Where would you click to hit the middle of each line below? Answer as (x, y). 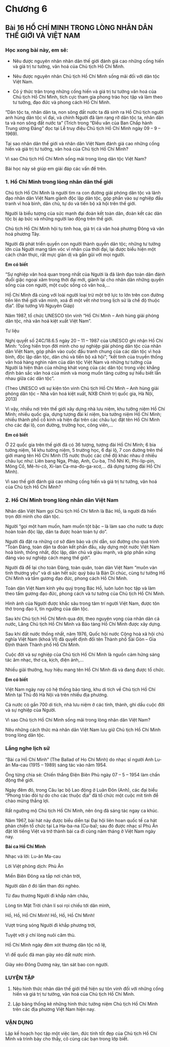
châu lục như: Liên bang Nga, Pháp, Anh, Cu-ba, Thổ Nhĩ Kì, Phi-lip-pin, (80, 461)
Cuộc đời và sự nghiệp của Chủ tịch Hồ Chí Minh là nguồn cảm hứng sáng (82, 655)
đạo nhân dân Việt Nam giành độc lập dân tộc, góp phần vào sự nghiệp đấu (84, 198)
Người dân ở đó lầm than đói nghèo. (43, 886)
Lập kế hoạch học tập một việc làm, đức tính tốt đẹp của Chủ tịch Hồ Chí (81, 1033)
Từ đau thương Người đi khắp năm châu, (47, 895)
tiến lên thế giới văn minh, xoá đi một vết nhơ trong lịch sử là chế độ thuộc (82, 301)
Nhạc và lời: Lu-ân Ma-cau (33, 856)
